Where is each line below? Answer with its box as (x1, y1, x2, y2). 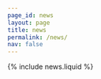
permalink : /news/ (7, 33, 68, 41)
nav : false (7, 41, 43, 48)
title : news (7, 26, 47, 34)
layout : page (7, 19, 50, 27)
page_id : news (7, 11, 54, 20)
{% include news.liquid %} (7, 62, 94, 71)
